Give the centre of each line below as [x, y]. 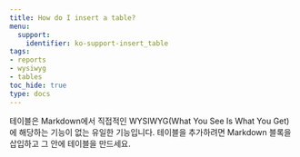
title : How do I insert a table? [73, 18]
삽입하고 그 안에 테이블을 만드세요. [70, 143]
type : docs [30, 93]
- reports [28, 60]
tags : [20, 52]
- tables [26, 77]
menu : [20, 26]
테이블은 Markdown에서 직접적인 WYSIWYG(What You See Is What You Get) [150, 121]
